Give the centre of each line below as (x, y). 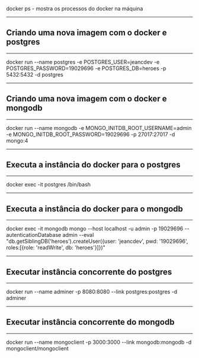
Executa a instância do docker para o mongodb (95, 209)
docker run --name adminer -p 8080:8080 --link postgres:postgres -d (92, 292)
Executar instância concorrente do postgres (89, 272)
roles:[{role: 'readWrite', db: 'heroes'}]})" (56, 248)
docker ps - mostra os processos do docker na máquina (75, 9)
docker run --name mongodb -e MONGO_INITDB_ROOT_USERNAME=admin (99, 128)
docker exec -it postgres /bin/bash (48, 185)
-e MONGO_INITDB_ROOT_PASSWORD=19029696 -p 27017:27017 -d (91, 134)
